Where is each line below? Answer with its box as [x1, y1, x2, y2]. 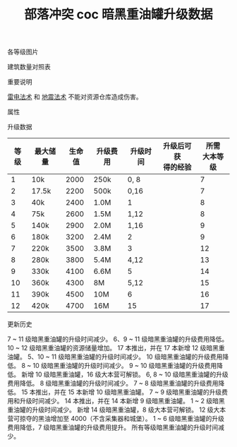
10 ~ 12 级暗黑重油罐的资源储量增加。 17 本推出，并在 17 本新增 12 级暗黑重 [7, 344, 225, 352]
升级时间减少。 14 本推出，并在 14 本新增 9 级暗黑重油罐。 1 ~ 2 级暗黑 [19, 397, 226, 405]
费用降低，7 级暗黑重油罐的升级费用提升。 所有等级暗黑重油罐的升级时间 [7, 423, 219, 431]
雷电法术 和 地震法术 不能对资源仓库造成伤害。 [7, 93, 142, 101]
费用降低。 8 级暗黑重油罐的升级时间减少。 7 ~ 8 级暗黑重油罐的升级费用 [7, 379, 219, 388]
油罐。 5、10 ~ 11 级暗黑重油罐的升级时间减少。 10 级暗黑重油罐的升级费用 [7, 352, 223, 361]
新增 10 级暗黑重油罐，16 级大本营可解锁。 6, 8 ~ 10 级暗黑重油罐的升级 [20, 370, 229, 379]
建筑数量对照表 [7, 63, 51, 71]
